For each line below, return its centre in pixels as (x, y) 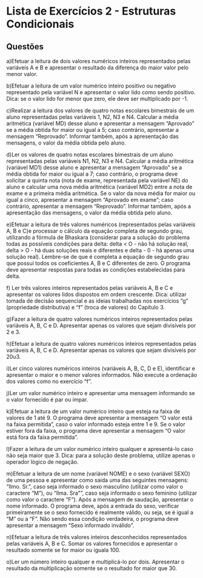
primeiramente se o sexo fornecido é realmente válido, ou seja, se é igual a (100, 512)
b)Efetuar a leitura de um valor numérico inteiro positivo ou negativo (91, 86)
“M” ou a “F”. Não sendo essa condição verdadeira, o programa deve (92, 519)
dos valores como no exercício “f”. (49, 381)
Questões (25, 46)
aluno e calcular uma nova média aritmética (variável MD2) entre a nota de (99, 187)
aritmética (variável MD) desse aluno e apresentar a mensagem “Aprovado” (101, 123)
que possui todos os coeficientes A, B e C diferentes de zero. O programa (98, 263)
